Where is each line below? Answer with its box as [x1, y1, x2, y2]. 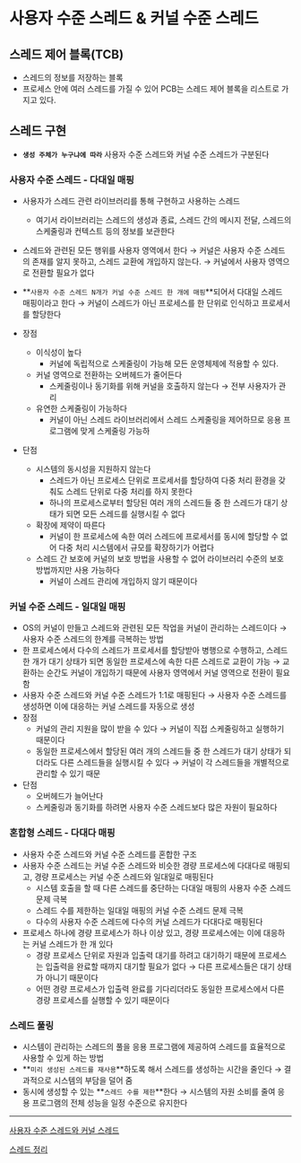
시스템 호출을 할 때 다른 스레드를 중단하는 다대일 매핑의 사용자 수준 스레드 [35, 882, 292, 893]
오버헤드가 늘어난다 [35, 791, 104, 801]
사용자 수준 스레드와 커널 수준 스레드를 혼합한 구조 [21, 849, 197, 860]
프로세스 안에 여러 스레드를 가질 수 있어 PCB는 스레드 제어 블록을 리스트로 [21, 83, 279, 94]
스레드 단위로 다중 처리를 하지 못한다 [65, 486, 193, 497]
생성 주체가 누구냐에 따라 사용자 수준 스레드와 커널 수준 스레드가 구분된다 [21, 149, 270, 160]
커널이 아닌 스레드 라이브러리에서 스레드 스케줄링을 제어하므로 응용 [48, 415, 282, 425]
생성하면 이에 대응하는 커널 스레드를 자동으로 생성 [21, 701, 195, 712]
